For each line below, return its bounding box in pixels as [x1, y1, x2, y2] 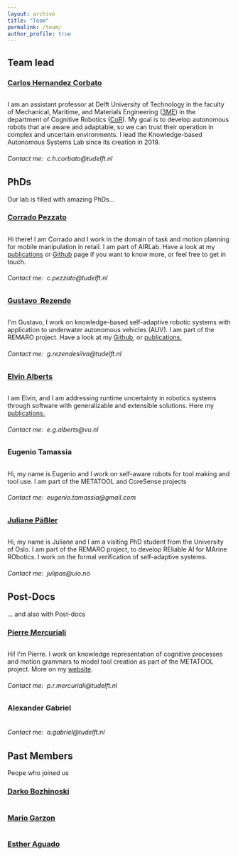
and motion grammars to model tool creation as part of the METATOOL [7, 657, 214, 666]
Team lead [7, 56, 55, 68]
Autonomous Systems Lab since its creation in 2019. [7, 138, 161, 146]
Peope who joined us [7, 769, 69, 777]
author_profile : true [7, 30, 72, 38]
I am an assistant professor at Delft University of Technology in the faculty [7, 100, 225, 109]
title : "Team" [7, 17, 50, 24]
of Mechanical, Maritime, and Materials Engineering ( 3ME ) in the [7, 107, 196, 116]
